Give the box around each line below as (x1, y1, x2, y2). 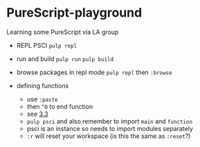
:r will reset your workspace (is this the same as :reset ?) (26, 132, 191, 140)
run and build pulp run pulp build (16, 54, 114, 63)
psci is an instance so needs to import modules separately (26, 124, 193, 132)
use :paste (26, 95, 58, 103)
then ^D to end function (26, 102, 93, 110)
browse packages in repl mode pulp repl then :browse (16, 68, 172, 76)
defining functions (16, 81, 69, 89)
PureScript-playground (6, 5, 143, 21)
